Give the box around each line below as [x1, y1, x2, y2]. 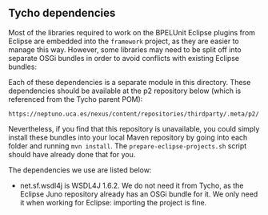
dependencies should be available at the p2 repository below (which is [8, 86, 242, 95]
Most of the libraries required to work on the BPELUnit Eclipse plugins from [8, 27, 256, 37]
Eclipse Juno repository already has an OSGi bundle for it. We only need [19, 189, 258, 199]
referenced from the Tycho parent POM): [8, 94, 143, 103]
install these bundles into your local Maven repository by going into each [8, 132, 248, 142]
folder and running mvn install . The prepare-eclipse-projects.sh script [8, 140, 247, 151]
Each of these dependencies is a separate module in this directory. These [8, 77, 251, 87]
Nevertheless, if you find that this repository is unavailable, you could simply [8, 124, 260, 133]
